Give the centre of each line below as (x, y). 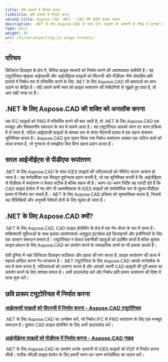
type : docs (16, 29)
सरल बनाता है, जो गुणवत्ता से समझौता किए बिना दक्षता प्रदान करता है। (59, 144)
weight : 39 (16, 33)
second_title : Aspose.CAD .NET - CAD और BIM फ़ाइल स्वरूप (63, 19)
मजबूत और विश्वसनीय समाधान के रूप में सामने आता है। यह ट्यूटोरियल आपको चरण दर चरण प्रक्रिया (83, 127)
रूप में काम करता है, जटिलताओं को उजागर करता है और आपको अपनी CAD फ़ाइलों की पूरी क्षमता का (84, 267)
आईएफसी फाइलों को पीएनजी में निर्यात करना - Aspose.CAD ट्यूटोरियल (73, 308)
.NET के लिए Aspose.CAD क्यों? (49, 216)
